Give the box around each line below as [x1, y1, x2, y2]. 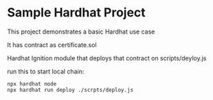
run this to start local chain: [7, 67, 85, 75]
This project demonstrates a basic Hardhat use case [7, 27, 155, 36]
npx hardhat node [7, 80, 57, 87]
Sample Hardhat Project [7, 5, 146, 21]
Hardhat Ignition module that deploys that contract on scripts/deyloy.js [7, 53, 207, 62]
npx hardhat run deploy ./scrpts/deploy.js [7, 86, 134, 93]
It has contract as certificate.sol [7, 40, 98, 49]
